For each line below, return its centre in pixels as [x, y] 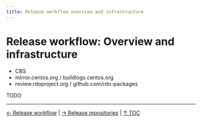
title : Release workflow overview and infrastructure [75, 12]
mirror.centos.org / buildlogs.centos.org [64, 77]
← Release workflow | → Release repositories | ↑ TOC [73, 112]
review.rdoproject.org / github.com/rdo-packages [76, 84]
